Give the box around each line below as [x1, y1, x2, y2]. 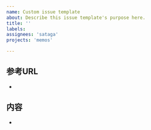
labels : [6, 26, 26, 32]
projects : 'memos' [6, 37, 53, 43]
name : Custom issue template [6, 9, 80, 15]
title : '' [6, 20, 32, 26]
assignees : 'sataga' [6, 32, 59, 38]
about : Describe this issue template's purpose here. [6, 15, 146, 21]
